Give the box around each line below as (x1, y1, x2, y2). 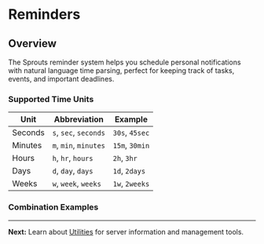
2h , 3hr (112, 153, 137, 164)
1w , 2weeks (112, 178, 150, 189)
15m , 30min (112, 140, 150, 151)
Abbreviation (53, 114, 104, 125)
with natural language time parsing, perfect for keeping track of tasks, (8, 66, 235, 75)
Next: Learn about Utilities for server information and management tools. (8, 227, 244, 236)
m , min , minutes (52, 140, 106, 151)
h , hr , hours (52, 153, 93, 164)
